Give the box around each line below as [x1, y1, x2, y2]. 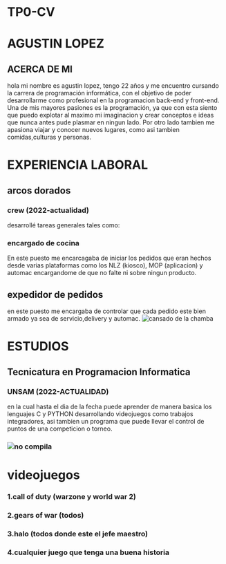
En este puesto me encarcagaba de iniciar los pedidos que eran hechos [7, 254, 211, 263]
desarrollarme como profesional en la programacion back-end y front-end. [7, 96, 220, 104]
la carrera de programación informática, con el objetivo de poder [7, 89, 191, 97]
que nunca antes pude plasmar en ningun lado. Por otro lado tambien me [7, 118, 215, 126]
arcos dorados [7, 185, 71, 196]
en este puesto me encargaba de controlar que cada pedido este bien [7, 307, 206, 315]
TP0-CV [7, 4, 55, 20]
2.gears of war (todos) [7, 511, 84, 520]
